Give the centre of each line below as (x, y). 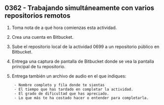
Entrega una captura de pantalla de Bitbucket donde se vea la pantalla (83, 61)
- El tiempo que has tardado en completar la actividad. (74, 89)
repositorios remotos (38, 16)
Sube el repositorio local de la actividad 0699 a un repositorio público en (85, 47)
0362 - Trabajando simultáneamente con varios (80, 8)
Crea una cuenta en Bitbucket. (43, 37)
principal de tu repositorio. (39, 66)
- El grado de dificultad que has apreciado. (62, 93)
